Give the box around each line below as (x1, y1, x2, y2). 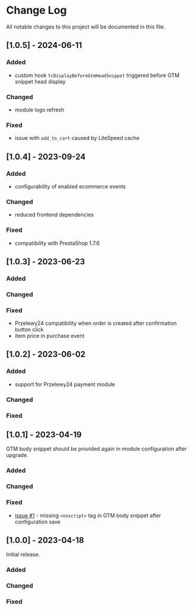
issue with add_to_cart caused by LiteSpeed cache (14, 135, 140, 142)
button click (14, 326, 44, 333)
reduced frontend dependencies (14, 211, 94, 218)
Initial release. (6, 551, 40, 558)
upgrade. (6, 452, 28, 459)
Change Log (6, 4, 67, 17)
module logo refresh (14, 106, 65, 113)
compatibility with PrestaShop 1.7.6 (14, 239, 100, 247)
